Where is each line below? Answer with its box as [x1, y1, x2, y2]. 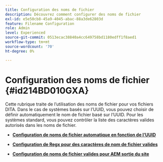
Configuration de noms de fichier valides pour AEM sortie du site [12, 151, 150, 157]
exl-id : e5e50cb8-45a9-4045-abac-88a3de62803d [5, 16, 103, 21]
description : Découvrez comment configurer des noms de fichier [5, 12, 141, 17]
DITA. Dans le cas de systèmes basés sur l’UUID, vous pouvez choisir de [5, 107, 154, 112]
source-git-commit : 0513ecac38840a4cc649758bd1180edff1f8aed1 [5, 35, 137, 40]
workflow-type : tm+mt [5, 40, 50, 45]
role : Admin [5, 26, 30, 31]
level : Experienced [5, 30, 46, 35]
